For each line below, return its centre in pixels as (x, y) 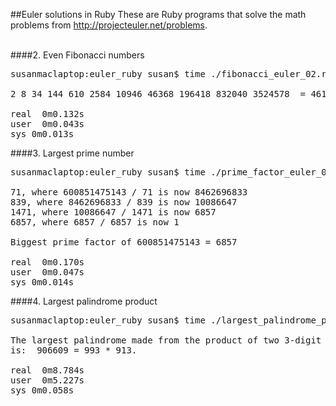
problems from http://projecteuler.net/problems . (109, 25)
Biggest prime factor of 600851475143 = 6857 (124, 242)
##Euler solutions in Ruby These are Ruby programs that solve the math (158, 14)
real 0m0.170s (47, 262)
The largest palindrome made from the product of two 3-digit (166, 340)
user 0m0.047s (47, 272)
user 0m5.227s (47, 380)
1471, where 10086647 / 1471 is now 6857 (113, 212)
